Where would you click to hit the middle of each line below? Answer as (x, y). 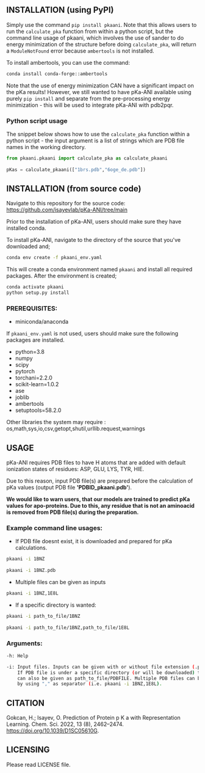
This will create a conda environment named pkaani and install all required (99, 269)
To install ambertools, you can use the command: (68, 62)
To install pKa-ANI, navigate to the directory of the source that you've (94, 240)
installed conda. (27, 228)
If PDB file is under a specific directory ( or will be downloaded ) (106, 672)
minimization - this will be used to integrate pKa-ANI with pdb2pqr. (90, 105)
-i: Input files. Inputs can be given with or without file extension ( (101, 667)
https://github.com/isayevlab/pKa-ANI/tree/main (67, 210)
